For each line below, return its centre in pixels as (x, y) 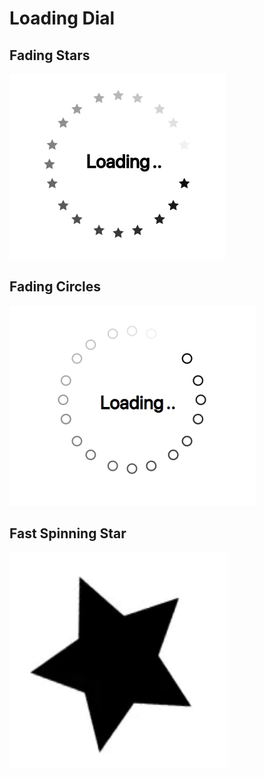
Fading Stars (50, 55)
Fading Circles (55, 287)
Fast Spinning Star (68, 533)
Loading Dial (62, 18)
